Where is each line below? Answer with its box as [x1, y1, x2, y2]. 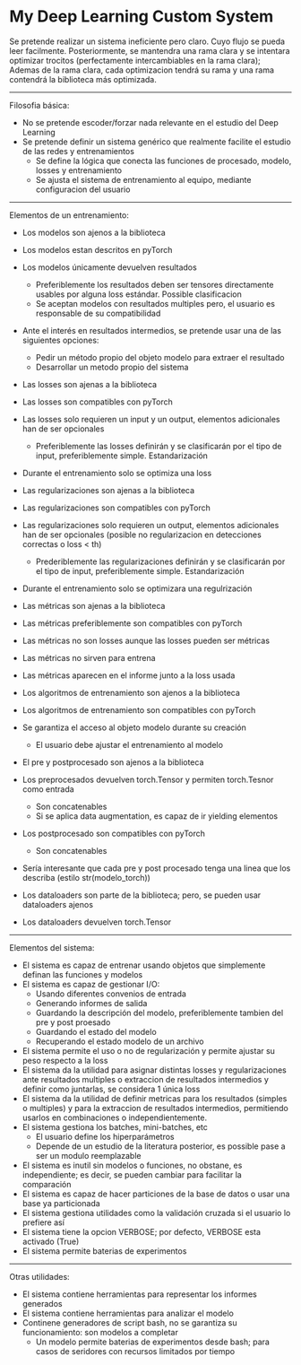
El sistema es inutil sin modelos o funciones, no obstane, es [21, 1160, 243, 1170]
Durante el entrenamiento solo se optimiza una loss [21, 467, 212, 478]
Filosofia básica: [9, 100, 70, 110]
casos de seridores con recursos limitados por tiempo [35, 1345, 236, 1356]
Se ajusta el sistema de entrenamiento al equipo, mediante [35, 174, 252, 185]
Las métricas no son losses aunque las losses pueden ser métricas [21, 635, 271, 646]
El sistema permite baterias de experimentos [21, 1245, 187, 1256]
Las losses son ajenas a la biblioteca [21, 378, 158, 389]
